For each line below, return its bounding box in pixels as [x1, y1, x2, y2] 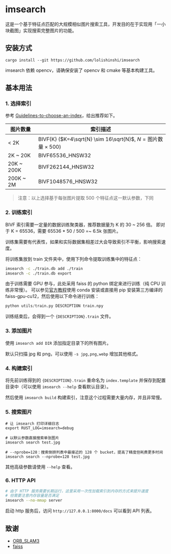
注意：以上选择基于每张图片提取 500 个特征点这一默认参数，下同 [17, 195, 154, 201]
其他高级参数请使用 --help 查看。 [5, 464, 75, 470]
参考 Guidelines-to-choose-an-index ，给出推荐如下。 [5, 113, 118, 119]
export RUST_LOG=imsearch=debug [5, 426, 74, 431]
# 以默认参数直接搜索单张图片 [5, 435, 60, 441]
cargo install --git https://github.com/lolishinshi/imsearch [5, 58, 140, 63]
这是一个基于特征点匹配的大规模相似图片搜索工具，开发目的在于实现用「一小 [5, 21, 166, 27]
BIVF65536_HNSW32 [38, 152, 92, 159]
